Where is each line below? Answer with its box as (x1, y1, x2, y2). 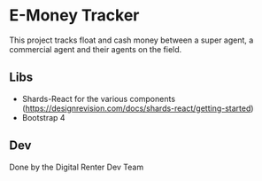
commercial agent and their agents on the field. (9, 43, 182, 54)
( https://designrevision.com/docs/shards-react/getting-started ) (21, 103, 254, 114)
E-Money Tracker (9, 5, 140, 26)
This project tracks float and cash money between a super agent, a (9, 35, 254, 45)
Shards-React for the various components (21, 93, 175, 104)
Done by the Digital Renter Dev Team (9, 161, 144, 172)
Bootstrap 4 (21, 112, 65, 122)
